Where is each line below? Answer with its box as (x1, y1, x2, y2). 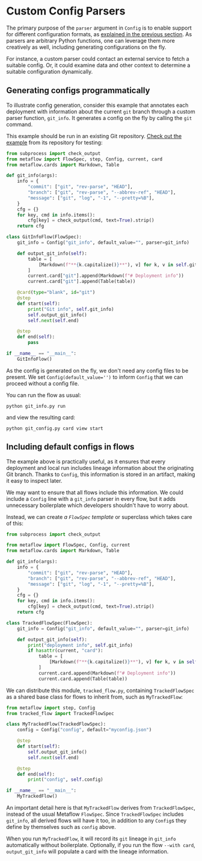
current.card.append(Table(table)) (38, 676, 128, 682)
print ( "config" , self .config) (28, 777, 103, 783)
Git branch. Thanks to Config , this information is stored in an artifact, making (6, 471, 195, 478)
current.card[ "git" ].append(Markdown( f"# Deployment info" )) (28, 273, 185, 279)
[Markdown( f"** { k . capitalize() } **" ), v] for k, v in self (38, 261, 187, 268)
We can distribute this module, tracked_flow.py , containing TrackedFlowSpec (6, 687, 194, 694)
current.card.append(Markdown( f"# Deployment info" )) (38, 670, 176, 676)
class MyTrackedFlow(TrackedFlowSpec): (6, 721, 106, 728)
